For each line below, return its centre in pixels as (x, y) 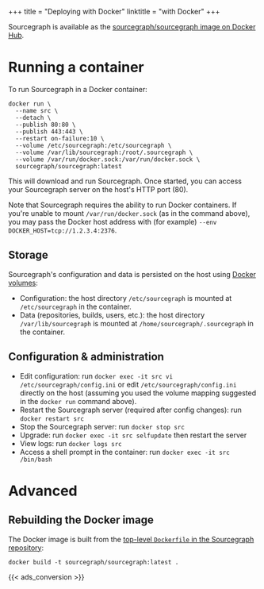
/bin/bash (36, 460)
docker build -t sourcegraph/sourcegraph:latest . (94, 562)
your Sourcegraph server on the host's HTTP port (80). (98, 189)
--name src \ (37, 110)
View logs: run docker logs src (71, 443)
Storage (29, 255)
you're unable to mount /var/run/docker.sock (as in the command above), (129, 213)
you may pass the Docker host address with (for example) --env (113, 221)
